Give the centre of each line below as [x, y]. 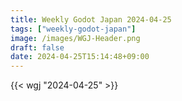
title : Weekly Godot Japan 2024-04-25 [91, 19]
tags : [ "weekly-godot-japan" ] [73, 29]
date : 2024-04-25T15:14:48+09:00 [80, 57]
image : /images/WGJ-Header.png [75, 38]
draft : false [37, 47]
